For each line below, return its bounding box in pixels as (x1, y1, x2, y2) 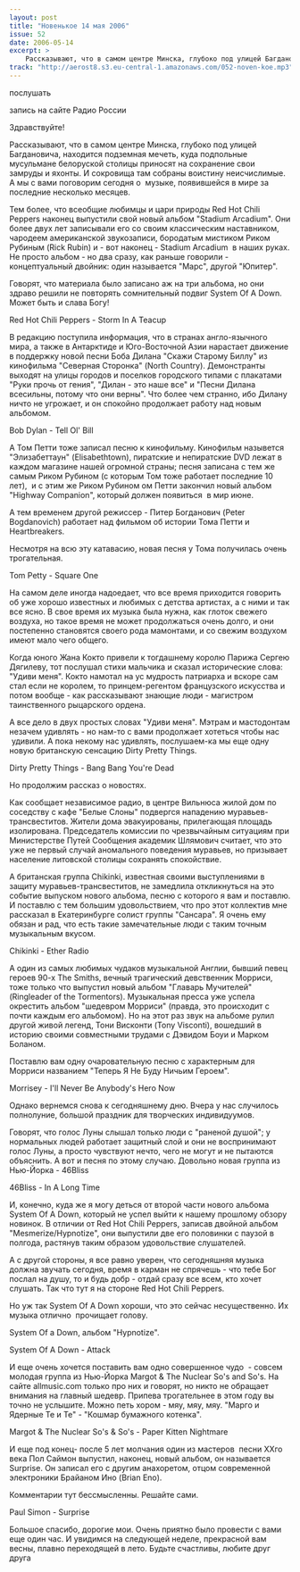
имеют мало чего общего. (9, 635, 109, 645)
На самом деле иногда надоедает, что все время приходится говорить (9, 586, 281, 598)
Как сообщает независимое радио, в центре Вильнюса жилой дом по (9, 796, 277, 808)
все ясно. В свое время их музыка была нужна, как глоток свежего (9, 606, 268, 617)
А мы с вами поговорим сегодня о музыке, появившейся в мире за (9, 177, 270, 187)
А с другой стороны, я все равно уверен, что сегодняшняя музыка (9, 1254, 265, 1265)
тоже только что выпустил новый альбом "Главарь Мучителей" (9, 981, 253, 992)
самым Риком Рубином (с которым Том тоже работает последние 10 (9, 470, 274, 481)
